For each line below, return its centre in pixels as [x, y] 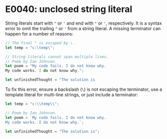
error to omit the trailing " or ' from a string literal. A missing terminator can [83, 28]
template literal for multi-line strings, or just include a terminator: [72, 95]
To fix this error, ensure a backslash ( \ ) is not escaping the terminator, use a [84, 89]
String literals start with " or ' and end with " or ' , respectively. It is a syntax [83, 23]
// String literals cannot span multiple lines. [57, 57]
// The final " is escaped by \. [40, 43]
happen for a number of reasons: [39, 34]
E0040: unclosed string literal [69, 9]
